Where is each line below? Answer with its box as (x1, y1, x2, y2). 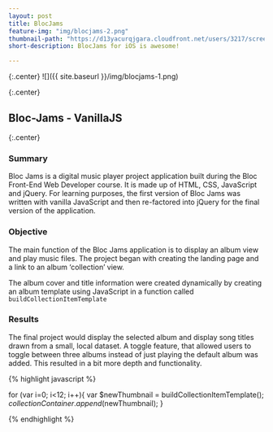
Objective (8, 226, 48, 238)
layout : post (8, 11, 53, 20)
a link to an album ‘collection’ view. (8, 262, 124, 272)
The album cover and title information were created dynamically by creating (8, 277, 262, 287)
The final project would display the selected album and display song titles (8, 332, 254, 342)
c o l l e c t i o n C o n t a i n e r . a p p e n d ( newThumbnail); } (8, 398, 164, 408)
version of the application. (8, 206, 96, 216)
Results (8, 314, 39, 325)
